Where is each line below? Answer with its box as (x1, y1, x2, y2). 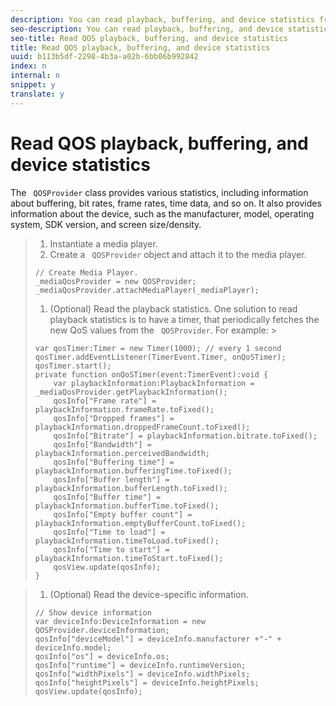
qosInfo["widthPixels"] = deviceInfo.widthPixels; (34, 669, 251, 679)
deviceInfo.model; (34, 642, 112, 653)
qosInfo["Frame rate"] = (53, 396, 157, 406)
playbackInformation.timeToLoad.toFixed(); (34, 536, 220, 546)
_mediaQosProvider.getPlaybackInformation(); (34, 387, 228, 397)
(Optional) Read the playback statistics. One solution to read (49, 302, 298, 315)
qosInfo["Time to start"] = (53, 544, 170, 555)
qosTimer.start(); (34, 361, 112, 371)
